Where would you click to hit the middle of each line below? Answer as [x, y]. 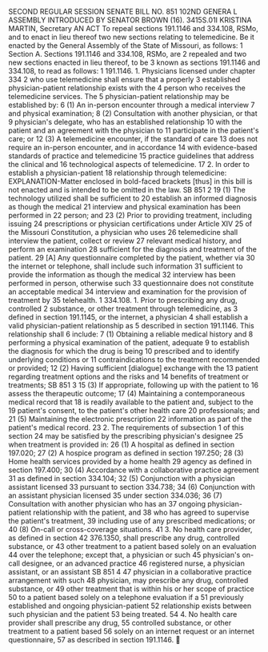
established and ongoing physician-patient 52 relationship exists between [130, 606]
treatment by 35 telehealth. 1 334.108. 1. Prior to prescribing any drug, [123, 300]
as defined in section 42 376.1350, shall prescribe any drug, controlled [124, 538]
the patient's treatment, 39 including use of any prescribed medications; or [132, 521]
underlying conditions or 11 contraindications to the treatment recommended [134, 360]
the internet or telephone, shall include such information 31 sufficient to [126, 266]
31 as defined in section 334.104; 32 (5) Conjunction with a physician [122, 478]
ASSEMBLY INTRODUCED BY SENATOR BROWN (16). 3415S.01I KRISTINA [130, 20]
